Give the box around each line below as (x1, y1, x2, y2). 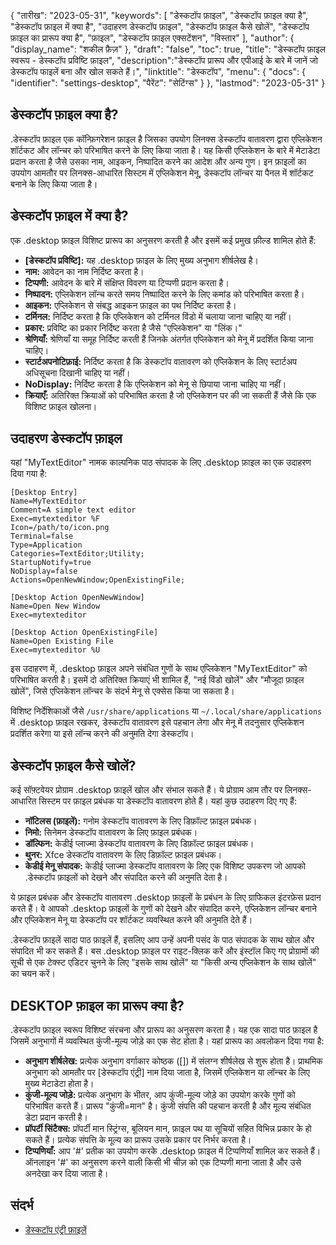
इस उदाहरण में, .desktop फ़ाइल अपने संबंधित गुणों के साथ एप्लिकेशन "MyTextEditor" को (10, 663, 308, 675)
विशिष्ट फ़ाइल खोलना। (24, 400, 98, 412)
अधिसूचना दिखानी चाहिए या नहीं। (24, 366, 131, 379)
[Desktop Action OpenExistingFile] (10, 628, 159, 638)
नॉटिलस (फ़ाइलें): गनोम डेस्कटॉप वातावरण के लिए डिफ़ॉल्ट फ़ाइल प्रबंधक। (24, 815, 258, 827)
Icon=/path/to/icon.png (10, 523, 110, 533)
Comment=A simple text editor (10, 505, 137, 515)
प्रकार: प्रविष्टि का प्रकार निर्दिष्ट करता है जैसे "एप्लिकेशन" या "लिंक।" (24, 321, 243, 334)
